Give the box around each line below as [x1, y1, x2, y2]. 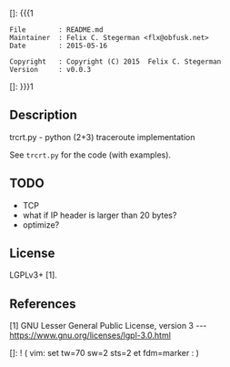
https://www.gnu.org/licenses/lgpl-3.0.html [9, 330, 171, 341]
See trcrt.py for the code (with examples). [9, 149, 171, 160]
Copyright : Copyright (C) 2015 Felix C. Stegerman [9, 57, 222, 66]
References [9, 296, 76, 311]
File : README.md [9, 25, 104, 35]
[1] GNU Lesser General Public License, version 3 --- [9, 321, 207, 331]
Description [9, 107, 77, 123]
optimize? [22, 219, 60, 230]
